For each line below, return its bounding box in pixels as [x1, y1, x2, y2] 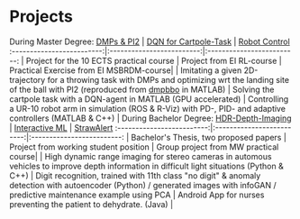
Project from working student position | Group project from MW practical [9, 141, 279, 152]
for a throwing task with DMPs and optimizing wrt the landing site [47, 74, 290, 85]
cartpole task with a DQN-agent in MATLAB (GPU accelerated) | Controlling [9, 93, 289, 105]
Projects [9, 6, 74, 27]
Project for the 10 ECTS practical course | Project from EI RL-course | [25, 55, 282, 66]
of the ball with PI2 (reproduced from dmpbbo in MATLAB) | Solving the [9, 84, 275, 95]
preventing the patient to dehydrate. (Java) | [9, 198, 174, 209]
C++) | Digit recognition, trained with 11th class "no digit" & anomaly [9, 169, 261, 181]
